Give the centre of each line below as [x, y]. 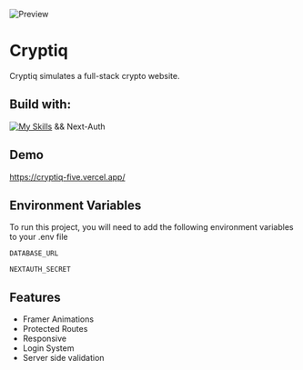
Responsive [44, 339]
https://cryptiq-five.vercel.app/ [67, 176]
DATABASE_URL [34, 254]
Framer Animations [58, 319]
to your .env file [39, 237]
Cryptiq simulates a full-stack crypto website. [95, 75]
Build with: [40, 105]
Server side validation [63, 358]
